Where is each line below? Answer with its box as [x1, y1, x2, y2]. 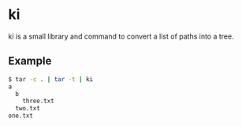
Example [8, 54, 52, 68]
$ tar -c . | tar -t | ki [8, 75, 93, 83]
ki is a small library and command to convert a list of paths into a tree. [8, 31, 234, 41]
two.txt [15, 105, 41, 113]
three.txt [22, 97, 55, 106]
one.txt [8, 112, 34, 120]
